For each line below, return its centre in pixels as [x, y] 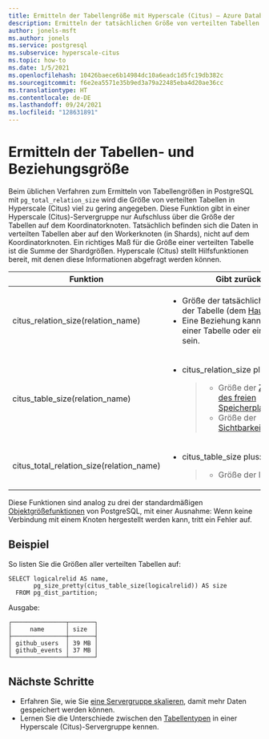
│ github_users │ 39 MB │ [53, 643]
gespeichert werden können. [67, 709]
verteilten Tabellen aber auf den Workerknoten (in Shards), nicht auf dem [129, 234]
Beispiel [29, 545]
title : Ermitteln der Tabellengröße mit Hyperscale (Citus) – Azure [125, 16]
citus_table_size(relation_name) [72, 399]
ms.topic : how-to [37, 61]
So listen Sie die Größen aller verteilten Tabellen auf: [95, 564]
